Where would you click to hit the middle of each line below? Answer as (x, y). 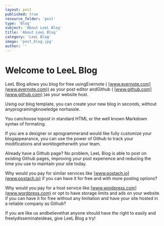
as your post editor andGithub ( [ (83, 89)
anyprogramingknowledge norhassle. (43, 109)
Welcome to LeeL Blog (51, 70)
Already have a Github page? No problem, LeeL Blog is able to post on (76, 153)
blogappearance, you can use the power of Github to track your (69, 138)
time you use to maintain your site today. (46, 163)
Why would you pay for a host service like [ (49, 188)
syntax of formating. (25, 124)
